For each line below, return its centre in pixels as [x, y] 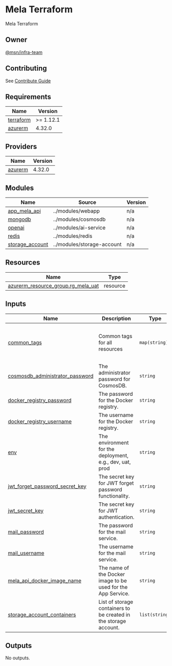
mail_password [26, 531]
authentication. [116, 517]
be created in [114, 615]
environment [114, 443]
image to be [113, 580]
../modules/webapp [76, 211]
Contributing [26, 69]
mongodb [20, 219]
